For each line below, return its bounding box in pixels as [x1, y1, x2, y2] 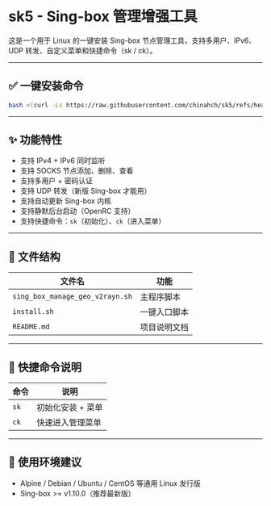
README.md [12, 322, 50, 332]
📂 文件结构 [8, 249, 60, 263]
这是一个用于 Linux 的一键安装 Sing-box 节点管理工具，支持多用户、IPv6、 [8, 36, 256, 45]
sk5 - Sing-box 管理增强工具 [8, 7, 198, 26]
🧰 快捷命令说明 [8, 360, 82, 374]
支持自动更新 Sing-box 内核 [19, 196, 111, 206]
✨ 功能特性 [8, 133, 63, 147]
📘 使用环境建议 [8, 455, 82, 469]
